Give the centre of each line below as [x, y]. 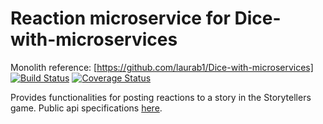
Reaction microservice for [120, 18]
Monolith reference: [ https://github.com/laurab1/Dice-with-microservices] [162, 67]
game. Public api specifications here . [86, 108]
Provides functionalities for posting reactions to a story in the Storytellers [161, 97]
